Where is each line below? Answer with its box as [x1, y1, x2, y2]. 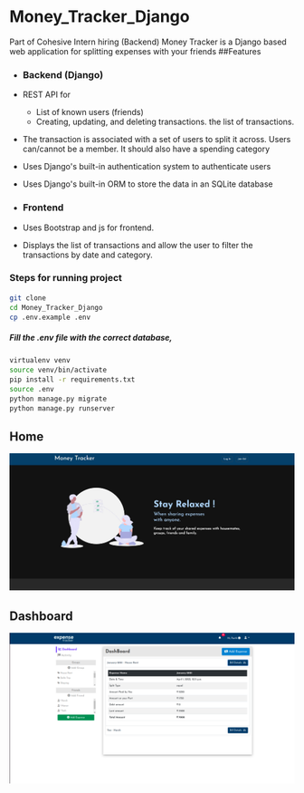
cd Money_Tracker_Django [9, 303, 103, 312]
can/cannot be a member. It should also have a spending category [22, 143, 271, 155]
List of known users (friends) [35, 107, 145, 118]
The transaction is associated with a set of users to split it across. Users [22, 134, 291, 145]
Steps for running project [9, 272, 122, 285]
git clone [9, 293, 47, 303]
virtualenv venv [9, 356, 71, 365]
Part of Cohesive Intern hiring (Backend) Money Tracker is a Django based [9, 36, 287, 47]
